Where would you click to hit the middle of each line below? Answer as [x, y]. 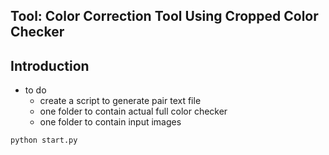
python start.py [44, 140]
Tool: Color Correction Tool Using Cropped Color [164, 16]
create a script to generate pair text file [120, 101]
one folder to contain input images [110, 122]
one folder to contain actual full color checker [133, 111]
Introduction [50, 65]
